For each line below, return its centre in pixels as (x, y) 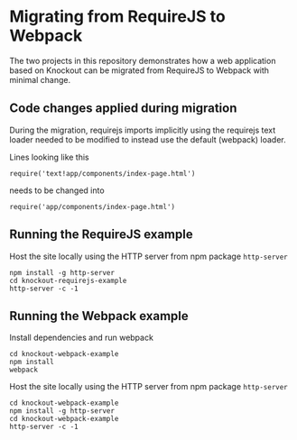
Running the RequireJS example (101, 235)
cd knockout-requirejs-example (68, 280)
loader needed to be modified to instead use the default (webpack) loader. (148, 139)
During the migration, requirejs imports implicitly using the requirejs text (143, 130)
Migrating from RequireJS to (117, 17)
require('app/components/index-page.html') (93, 206)
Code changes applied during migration (123, 109)
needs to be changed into (57, 190)
